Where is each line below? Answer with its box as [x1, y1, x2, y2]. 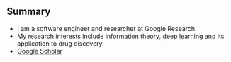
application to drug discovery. [16, 39, 104, 48]
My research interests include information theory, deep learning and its [16, 32, 225, 40]
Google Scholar [16, 46, 63, 55]
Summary [6, 6, 51, 18]
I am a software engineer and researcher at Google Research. [16, 24, 197, 32]
